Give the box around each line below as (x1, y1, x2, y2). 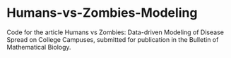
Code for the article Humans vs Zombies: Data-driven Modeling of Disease (6, 28, 224, 36)
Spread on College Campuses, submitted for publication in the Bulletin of (6, 35, 219, 43)
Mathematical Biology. (6, 43, 71, 51)
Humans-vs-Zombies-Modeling (6, 5, 198, 21)
